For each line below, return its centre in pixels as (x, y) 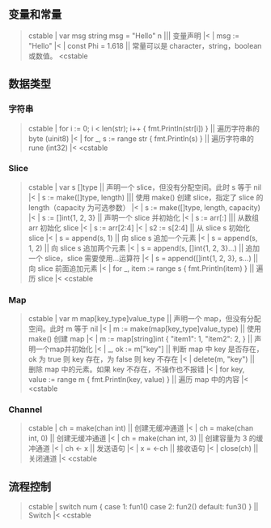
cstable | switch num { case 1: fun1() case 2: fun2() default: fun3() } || (143, 507)
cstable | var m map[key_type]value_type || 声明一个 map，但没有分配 (144, 319)
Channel (25, 410)
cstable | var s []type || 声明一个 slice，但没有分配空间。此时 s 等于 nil (144, 187)
